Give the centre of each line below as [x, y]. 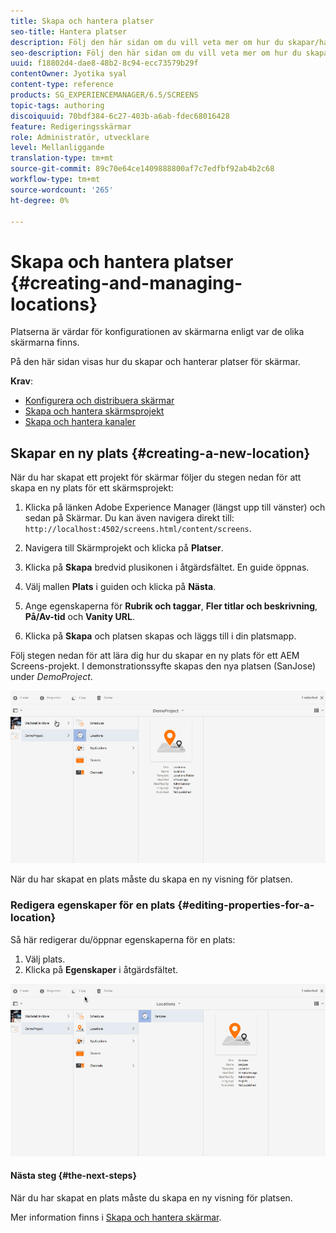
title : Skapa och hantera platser [82, 21]
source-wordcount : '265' [62, 190]
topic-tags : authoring [57, 105]
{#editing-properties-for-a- [246, 905]
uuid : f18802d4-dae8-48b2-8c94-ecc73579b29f [104, 63]
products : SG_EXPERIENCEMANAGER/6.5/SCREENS [104, 95]
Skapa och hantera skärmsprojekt [94, 411]
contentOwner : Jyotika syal [69, 74]
